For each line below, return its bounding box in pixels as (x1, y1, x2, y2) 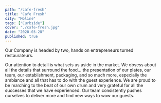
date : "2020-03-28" (5, 29, 45, 34)
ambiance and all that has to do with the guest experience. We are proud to (5, 77, 156, 83)
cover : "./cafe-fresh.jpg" (5, 25, 60, 30)
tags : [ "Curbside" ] (5, 20, 45, 26)
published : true (5, 34, 38, 39)
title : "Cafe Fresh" (5, 12, 47, 16)
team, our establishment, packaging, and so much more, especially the (5, 72, 147, 78)
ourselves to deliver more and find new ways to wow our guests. (5, 92, 135, 98)
